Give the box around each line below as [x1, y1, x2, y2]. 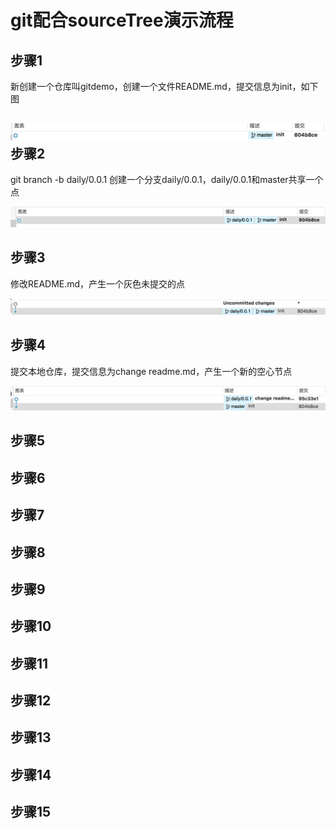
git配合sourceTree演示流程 [10, 9, 234, 32]
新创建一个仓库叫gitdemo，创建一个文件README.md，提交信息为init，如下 [10, 81, 319, 92]
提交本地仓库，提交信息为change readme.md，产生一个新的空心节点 [10, 365, 293, 377]
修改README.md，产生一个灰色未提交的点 [10, 277, 186, 290]
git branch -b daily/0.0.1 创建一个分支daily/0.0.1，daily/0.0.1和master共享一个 [10, 174, 324, 186]
